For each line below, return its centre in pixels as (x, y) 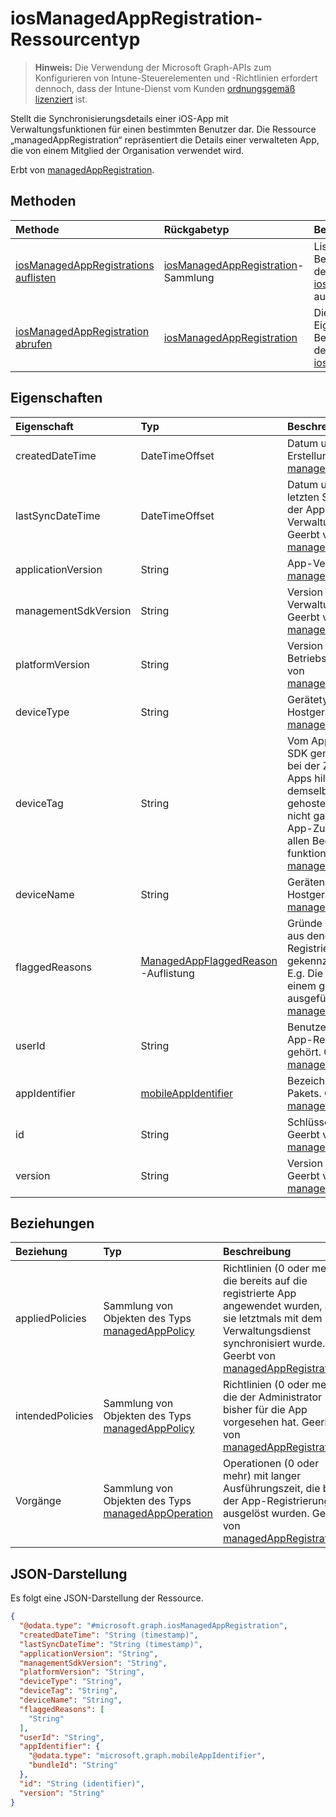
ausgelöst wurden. (266, 1514)
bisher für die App (265, 1410)
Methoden (43, 201)
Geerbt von (249, 1356)
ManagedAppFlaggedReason (209, 960)
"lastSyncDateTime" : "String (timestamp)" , (111, 1644)
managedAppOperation (158, 1514)
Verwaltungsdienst (267, 1331)
